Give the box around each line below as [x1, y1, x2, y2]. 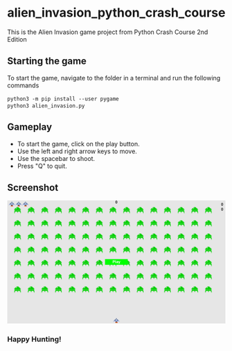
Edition [7, 35, 28, 43]
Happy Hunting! [7, 334, 62, 344]
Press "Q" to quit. [17, 162, 67, 170]
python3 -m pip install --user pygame [7, 95, 119, 102]
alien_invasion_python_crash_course [7, 5, 226, 21]
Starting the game [7, 55, 87, 67]
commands [7, 81, 39, 89]
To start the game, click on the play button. [17, 139, 140, 148]
